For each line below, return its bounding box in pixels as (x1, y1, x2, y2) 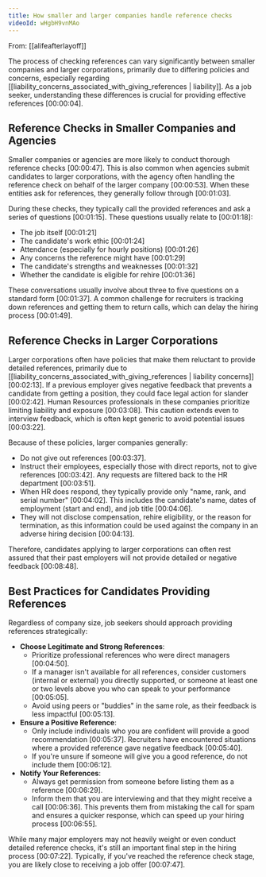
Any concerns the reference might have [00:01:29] (19, 253, 186, 263)
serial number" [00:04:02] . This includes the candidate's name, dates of (19, 496, 256, 505)
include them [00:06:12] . (31, 759, 113, 769)
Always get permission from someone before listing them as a (31, 776, 234, 786)
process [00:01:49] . (8, 311, 73, 320)
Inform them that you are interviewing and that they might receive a (31, 794, 253, 803)
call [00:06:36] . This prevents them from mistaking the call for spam (31, 802, 256, 811)
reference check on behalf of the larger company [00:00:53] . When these (8, 180, 250, 190)
